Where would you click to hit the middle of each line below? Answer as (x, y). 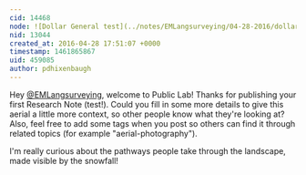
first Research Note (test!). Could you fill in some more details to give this (147, 104)
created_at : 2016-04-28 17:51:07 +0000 (85, 43)
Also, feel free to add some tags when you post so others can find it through (153, 123)
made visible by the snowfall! (64, 160)
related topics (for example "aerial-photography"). (103, 133)
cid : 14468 (30, 18)
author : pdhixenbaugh (51, 69)
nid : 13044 (30, 35)
